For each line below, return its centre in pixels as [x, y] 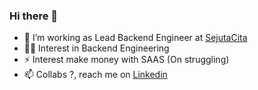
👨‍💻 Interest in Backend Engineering [96, 48]
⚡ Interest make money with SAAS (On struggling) [126, 60]
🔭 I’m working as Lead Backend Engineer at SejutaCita [135, 38]
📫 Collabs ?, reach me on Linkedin [95, 75]
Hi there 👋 [34, 16]
